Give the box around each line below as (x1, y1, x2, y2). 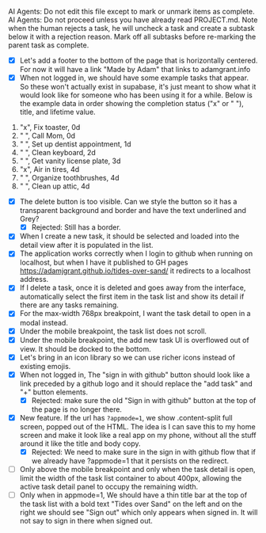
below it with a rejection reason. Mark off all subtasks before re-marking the (8, 32, 256, 41)
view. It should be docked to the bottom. (19, 344, 152, 353)
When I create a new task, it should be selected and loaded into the (19, 231, 240, 241)
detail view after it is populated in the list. (19, 241, 154, 250)
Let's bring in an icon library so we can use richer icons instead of (19, 352, 236, 362)
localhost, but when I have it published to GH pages (19, 257, 188, 268)
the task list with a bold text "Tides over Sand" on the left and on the (19, 499, 243, 509)
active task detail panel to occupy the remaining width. (19, 482, 199, 491)
